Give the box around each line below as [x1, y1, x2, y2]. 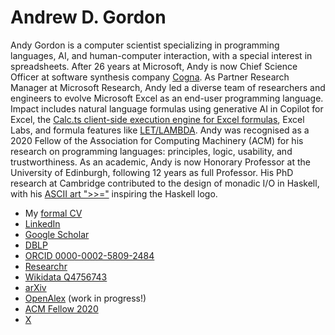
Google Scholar [24, 228, 90, 240]
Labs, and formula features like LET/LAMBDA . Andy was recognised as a [10, 124, 310, 136]
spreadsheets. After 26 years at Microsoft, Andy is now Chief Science [10, 60, 298, 72]
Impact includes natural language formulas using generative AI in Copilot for [10, 102, 324, 115]
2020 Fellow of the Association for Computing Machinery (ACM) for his [10, 134, 304, 146]
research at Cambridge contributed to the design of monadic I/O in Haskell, [10, 177, 320, 189]
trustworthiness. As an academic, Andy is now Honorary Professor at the [10, 156, 311, 168]
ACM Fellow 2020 [24, 302, 99, 315]
